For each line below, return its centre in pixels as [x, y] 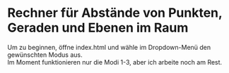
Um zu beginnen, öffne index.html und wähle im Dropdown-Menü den [109, 47]
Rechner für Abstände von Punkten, [115, 13]
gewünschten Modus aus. [45, 55]
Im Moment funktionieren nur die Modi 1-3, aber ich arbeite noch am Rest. [115, 62]
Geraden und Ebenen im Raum [98, 28]
